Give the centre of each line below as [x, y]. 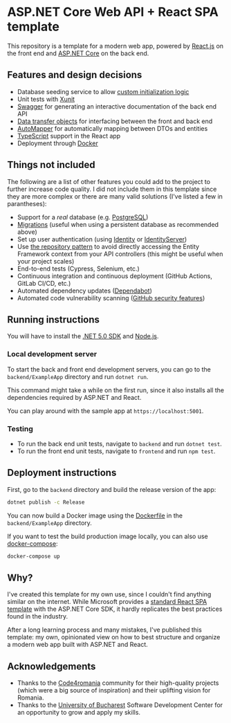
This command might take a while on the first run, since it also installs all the [116, 390]
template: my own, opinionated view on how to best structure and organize [114, 637]
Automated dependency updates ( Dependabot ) [84, 291]
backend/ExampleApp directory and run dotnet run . [78, 376]
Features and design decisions [75, 75]
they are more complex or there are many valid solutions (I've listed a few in [115, 196]
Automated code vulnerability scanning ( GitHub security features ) [111, 298]
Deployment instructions [62, 473]
